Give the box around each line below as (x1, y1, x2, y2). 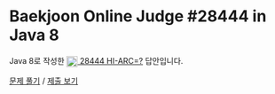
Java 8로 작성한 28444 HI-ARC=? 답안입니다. (9, 55, 184, 66)
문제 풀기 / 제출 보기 (9, 75, 78, 86)
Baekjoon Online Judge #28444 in (9, 6, 267, 27)
